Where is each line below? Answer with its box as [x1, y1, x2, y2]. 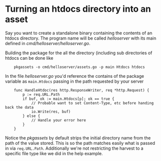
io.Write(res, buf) [31, 109, 71, 114]
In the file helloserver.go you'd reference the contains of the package [5, 73, 144, 79]
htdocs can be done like [5, 55, 54, 61]
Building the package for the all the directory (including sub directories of [5, 50, 153, 56]
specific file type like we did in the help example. [5, 150, 103, 156]
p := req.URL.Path [22, 92, 60, 97]
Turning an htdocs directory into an [5, 3, 151, 15]
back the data [5, 105, 34, 110]
